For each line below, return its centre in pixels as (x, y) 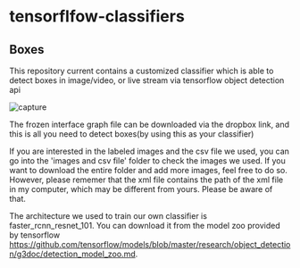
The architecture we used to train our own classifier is (108, 216)
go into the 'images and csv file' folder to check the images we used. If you (147, 161)
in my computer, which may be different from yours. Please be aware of (141, 189)
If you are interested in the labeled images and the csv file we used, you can (150, 151)
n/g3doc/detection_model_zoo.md (72, 254)
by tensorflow (35, 235)
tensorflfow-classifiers (97, 17)
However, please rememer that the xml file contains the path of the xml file (146, 180)
